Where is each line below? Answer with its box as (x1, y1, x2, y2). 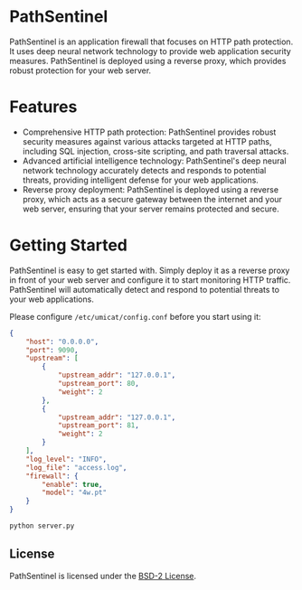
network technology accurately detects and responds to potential (22, 164, 267, 175)
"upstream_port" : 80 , (57, 379, 140, 389)
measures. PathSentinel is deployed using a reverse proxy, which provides (9, 55, 287, 66)
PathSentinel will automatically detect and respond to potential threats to (9, 284, 280, 295)
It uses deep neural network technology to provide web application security (9, 45, 291, 56)
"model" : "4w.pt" (42, 488, 107, 498)
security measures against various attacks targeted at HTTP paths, (22, 136, 272, 146)
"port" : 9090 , (25, 345, 79, 354)
